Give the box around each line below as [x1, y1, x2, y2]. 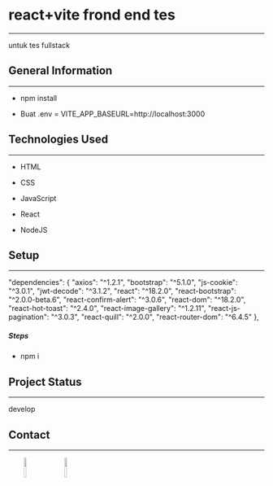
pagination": [8, 312, 50, 322]
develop [8, 405, 36, 414]
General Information [8, 63, 113, 78]
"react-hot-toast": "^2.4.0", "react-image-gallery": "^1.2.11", [8, 304, 206, 313]
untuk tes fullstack [8, 40, 71, 50]
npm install [19, 93, 58, 103]
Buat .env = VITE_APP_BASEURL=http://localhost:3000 [19, 108, 206, 119]
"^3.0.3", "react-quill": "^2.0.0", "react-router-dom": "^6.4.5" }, [50, 312, 259, 322]
